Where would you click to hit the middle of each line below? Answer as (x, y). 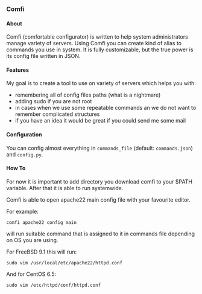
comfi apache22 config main (42, 222)
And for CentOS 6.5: (31, 274)
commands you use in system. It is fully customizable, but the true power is (100, 50)
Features (17, 70)
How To (16, 168)
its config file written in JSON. (43, 56)
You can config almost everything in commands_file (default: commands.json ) (99, 148)
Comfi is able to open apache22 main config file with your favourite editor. (99, 200)
